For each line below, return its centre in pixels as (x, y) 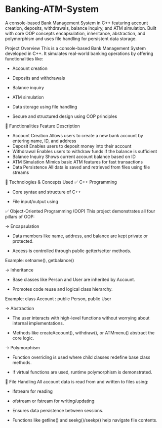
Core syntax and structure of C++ (47, 192)
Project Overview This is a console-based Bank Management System (76, 48)
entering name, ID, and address (44, 141)
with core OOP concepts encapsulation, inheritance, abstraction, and (75, 33)
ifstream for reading (32, 391)
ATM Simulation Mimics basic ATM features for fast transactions (78, 161)
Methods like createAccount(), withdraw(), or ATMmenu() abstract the (83, 332)
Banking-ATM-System (52, 9)
